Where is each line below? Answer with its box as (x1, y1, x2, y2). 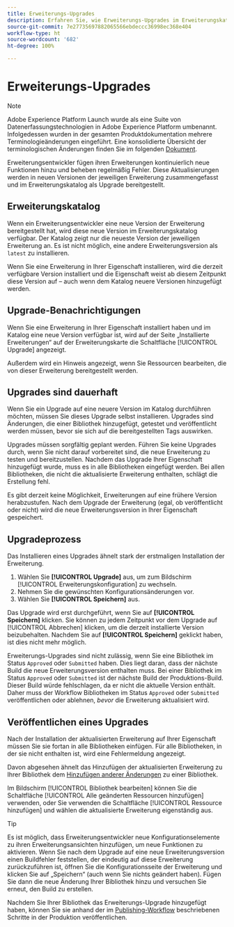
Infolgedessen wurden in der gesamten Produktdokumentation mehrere (7, 130, 212, 138)
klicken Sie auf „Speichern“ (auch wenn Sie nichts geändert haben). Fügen (7, 870, 221, 878)
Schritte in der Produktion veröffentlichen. (7, 913, 127, 921)
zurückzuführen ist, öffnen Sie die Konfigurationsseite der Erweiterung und (7, 863, 223, 871)
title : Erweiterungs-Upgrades (7, 10, 95, 17)
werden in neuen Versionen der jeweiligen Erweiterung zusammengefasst (7, 173, 219, 181)
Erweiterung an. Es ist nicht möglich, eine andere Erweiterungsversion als (7, 241, 218, 249)
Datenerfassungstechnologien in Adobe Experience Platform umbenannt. (7, 123, 217, 131)
